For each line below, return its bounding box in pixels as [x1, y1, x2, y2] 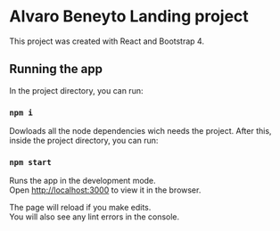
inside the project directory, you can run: [9, 136, 159, 146]
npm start [9, 157, 52, 167]
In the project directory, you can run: [9, 85, 144, 95]
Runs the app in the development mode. [9, 176, 156, 186]
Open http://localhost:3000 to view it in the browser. [9, 185, 202, 195]
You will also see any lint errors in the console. [9, 211, 180, 222]
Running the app [9, 62, 103, 77]
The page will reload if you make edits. [9, 202, 152, 213]
